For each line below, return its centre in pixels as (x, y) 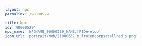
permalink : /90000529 (27, 14)
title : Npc (16, 23)
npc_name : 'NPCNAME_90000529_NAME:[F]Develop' (53, 32)
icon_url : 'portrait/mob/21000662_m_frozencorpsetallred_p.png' (71, 36)
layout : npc (17, 9)
